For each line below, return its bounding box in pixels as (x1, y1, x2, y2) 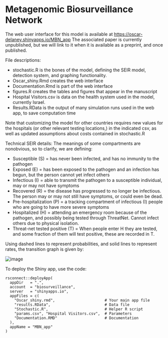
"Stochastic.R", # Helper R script (14, 307, 143, 312)
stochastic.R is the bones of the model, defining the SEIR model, (12, 67, 146, 73)
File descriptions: (5, 57, 41, 63)
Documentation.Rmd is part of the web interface (12, 83, 113, 89)
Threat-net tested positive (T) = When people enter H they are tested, (12, 226, 157, 232)
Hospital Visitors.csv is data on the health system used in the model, (12, 94, 155, 100)
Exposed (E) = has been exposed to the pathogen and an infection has (12, 166, 159, 172)
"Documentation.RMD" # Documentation (14, 315, 139, 320)
